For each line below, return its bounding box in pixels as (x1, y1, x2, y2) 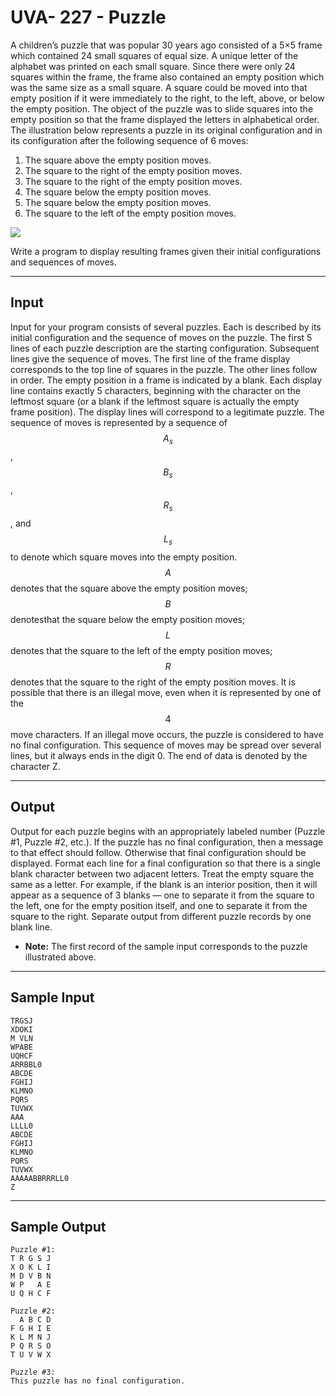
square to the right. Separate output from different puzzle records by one (10, 910, 312, 922)
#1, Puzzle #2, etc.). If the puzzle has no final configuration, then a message (10, 836, 324, 848)
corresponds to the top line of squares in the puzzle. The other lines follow (10, 363, 318, 375)
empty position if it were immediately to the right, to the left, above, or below (10, 92, 325, 104)
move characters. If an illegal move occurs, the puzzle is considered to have (10, 728, 324, 740)
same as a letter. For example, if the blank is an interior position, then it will (10, 878, 318, 890)
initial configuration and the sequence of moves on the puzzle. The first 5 (10, 331, 313, 343)
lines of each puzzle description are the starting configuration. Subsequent (10, 342, 320, 354)
